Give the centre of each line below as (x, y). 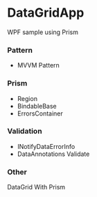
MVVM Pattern (38, 65)
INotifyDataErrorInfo (46, 146)
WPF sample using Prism (43, 32)
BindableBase (37, 106)
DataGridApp (46, 13)
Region (27, 98)
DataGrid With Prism (36, 187)
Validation (25, 132)
